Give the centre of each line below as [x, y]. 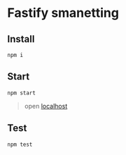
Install [21, 39]
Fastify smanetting [63, 13]
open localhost [46, 106]
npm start [22, 93]
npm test [20, 144]
